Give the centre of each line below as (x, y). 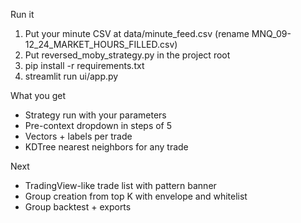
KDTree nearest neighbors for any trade (106, 147)
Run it (22, 14)
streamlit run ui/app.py (71, 76)
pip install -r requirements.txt (84, 65)
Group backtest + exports (78, 207)
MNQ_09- (271, 33)
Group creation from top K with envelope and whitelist (136, 196)
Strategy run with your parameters (95, 115)
